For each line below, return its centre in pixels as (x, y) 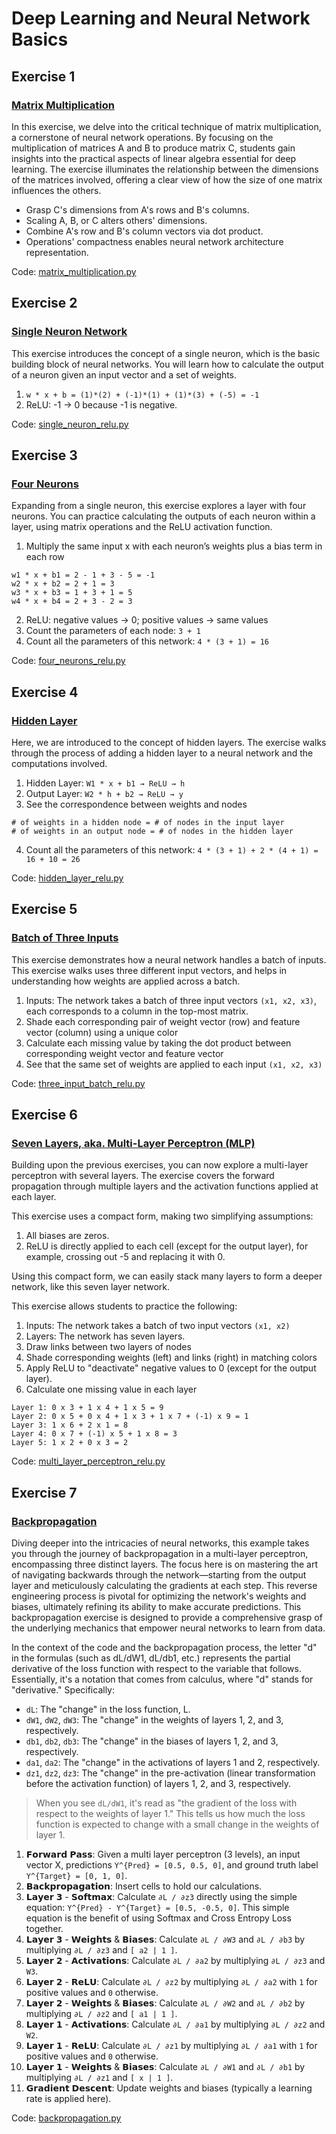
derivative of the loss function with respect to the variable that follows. (156, 1668)
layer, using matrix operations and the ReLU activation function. (142, 527)
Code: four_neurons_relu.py (68, 661)
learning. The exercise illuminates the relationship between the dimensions (165, 169)
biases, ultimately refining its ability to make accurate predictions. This (156, 1606)
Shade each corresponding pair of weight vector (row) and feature (163, 1021)
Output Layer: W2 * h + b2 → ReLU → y (104, 793)
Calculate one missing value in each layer (111, 1389)
